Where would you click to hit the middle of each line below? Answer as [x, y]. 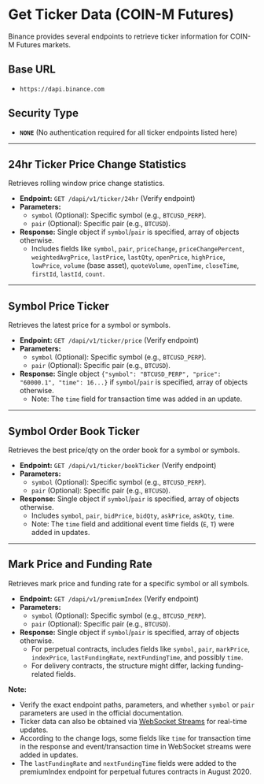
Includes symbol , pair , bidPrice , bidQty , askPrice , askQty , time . [133, 515]
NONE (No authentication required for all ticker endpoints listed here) [128, 132]
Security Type [43, 113]
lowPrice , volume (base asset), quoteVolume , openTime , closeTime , [135, 266]
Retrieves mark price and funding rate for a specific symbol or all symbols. [129, 583]
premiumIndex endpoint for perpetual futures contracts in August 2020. [136, 771]
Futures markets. [44, 44]
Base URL [32, 70]
